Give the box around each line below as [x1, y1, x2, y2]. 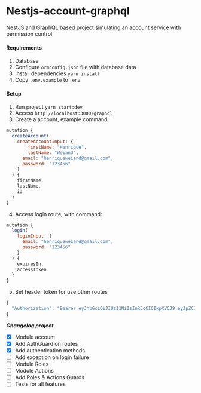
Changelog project [6, 321, 54, 329]
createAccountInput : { [17, 139, 74, 145]
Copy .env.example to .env [14, 76, 81, 84]
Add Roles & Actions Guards [14, 374, 85, 381]
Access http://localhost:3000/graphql [14, 109, 112, 117]
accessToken [17, 266, 47, 272]
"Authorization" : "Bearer [11, 306, 77, 312]
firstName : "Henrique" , [28, 144, 87, 150]
